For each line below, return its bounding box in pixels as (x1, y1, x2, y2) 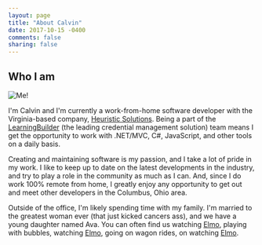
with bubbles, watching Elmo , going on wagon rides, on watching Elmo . (8, 228, 239, 237)
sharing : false (8, 41, 58, 49)
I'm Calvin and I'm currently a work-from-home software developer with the (8, 105, 253, 115)
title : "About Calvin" (8, 19, 82, 27)
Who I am (8, 70, 55, 83)
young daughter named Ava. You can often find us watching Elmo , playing (8, 219, 247, 229)
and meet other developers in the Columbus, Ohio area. (8, 188, 187, 197)
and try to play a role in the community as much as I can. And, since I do (8, 170, 242, 181)
